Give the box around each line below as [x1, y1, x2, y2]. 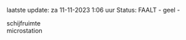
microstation [6, 27, 43, 34]
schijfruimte [6, 19, 41, 27]
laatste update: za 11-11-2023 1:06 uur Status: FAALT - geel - [6, 6, 180, 14]
